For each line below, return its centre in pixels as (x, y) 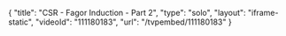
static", (21, 22)
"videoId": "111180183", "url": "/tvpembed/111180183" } (134, 22)
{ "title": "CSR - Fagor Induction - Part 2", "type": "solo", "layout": (127, 13)
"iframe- (263, 13)
